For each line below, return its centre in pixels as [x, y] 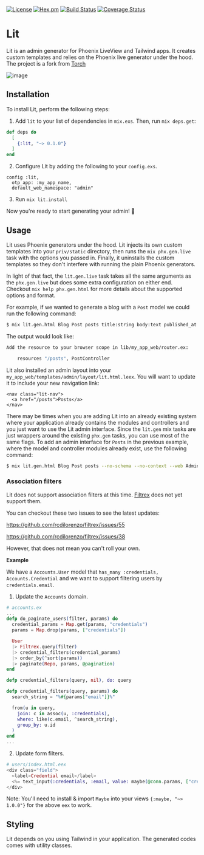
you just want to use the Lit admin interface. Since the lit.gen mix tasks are [101, 429]
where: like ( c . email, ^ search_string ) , [68, 719]
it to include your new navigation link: [53, 383]
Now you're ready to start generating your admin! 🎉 [71, 211]
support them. [24, 501]
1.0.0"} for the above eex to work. [49, 805]
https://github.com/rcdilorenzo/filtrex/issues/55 [66, 524]
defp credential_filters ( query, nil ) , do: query [69, 681]
